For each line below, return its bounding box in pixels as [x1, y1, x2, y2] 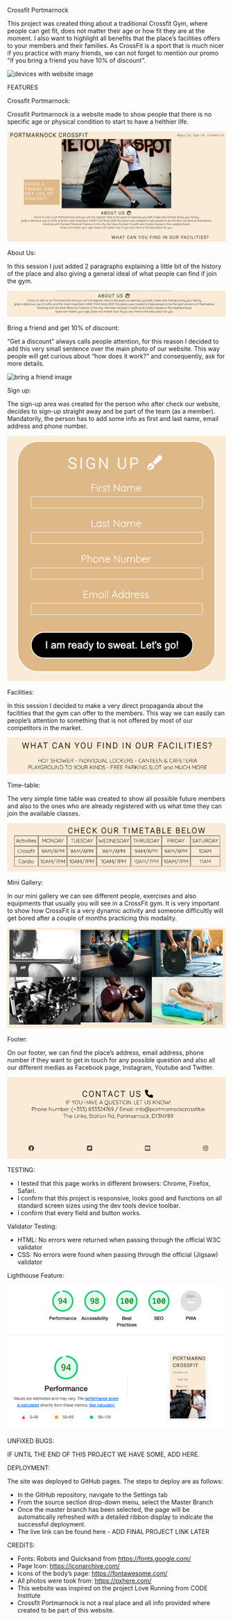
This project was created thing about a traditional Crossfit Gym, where [7, 19, 208, 27]
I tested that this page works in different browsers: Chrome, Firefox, [17, 1179, 212, 1187]
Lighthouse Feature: [7, 1271, 64, 1279]
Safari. [17, 1186, 37, 1194]
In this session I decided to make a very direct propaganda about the [7, 701, 204, 709]
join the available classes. [7, 809, 80, 817]
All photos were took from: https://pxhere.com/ [17, 1577, 152, 1585]
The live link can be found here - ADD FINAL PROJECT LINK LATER [17, 1528, 209, 1536]
